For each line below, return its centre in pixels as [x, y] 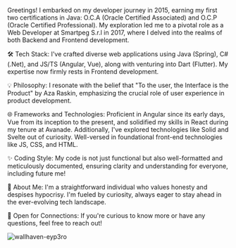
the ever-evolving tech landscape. [57, 202]
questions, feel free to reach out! [55, 223]
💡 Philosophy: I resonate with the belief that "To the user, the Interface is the [118, 85]
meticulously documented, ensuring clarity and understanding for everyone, [118, 166]
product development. [39, 100]
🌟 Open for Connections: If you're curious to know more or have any [106, 216]
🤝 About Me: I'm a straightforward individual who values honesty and [107, 187]
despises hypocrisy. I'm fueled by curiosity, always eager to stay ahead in [114, 195]
